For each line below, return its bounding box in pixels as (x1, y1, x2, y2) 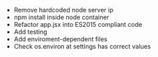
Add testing (13, 27, 47, 36)
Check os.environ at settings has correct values (13, 43, 151, 50)
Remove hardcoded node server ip (13, 6, 113, 14)
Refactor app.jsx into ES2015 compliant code (13, 21, 143, 28)
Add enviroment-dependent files (13, 35, 108, 43)
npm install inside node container (13, 13, 109, 21)
